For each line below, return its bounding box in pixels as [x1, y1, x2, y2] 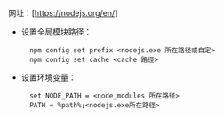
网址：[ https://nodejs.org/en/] [8, 8, 118, 18]
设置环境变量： [20, 72, 76, 83]
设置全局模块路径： [20, 27, 92, 37]
